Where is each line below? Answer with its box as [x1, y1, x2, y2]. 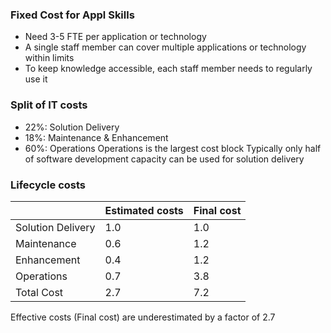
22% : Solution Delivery [24, 121, 120, 133]
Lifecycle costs [10, 178, 87, 192]
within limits [24, 52, 75, 64]
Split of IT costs [10, 98, 88, 112]
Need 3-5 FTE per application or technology [24, 31, 207, 43]
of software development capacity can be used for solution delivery [24, 153, 305, 165]
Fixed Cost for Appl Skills [10, 8, 135, 22]
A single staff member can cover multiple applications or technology [24, 41, 307, 53]
